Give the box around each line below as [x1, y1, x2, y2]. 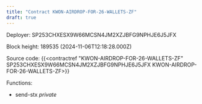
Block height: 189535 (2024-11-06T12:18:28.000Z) [6, 43, 132, 50]
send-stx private [15, 91, 57, 98]
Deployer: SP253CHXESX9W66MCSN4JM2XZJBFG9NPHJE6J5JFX [6, 31, 177, 38]
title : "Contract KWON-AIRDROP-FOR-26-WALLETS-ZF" [6, 8, 137, 15]
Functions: [6, 79, 33, 86]
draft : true [6, 15, 36, 21]
